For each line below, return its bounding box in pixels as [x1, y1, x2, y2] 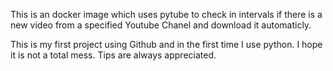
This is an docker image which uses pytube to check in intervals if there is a [10, 9, 323, 20]
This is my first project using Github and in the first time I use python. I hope [10, 39, 323, 50]
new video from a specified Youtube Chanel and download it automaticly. [10, 19, 312, 31]
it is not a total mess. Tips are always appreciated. [10, 49, 217, 61]
